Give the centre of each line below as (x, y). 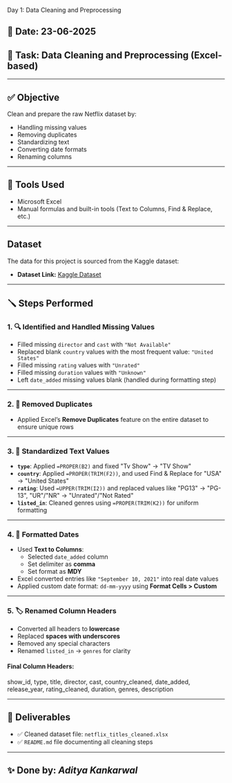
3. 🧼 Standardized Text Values (58, 451)
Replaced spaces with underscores (69, 636)
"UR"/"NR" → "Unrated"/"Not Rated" (81, 495)
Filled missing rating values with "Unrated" (78, 365)
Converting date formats (52, 149)
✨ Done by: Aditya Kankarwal (72, 770)
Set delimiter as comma (61, 564)
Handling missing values (52, 128)
